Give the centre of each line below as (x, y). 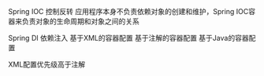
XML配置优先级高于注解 (47, 64)
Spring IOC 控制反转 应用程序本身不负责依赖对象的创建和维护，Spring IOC (128, 11)
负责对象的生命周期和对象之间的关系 (80, 21)
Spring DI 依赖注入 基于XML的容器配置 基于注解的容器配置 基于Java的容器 (129, 38)
